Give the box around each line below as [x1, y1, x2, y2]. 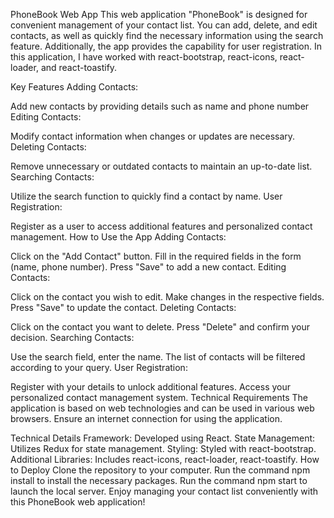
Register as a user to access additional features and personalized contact [10, 220, 313, 232]
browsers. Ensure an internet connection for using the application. [10, 413, 283, 424]
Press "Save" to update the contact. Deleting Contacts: [10, 302, 237, 313]
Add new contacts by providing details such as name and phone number [10, 100, 310, 112]
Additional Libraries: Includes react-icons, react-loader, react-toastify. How [10, 454, 320, 465]
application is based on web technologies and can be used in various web [10, 402, 315, 414]
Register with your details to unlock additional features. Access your [10, 381, 291, 393]
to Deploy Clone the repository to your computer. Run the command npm [10, 464, 311, 476]
